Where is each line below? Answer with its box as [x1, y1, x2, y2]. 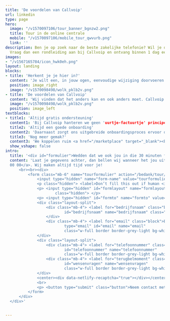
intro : [5, 149, 19, 154]
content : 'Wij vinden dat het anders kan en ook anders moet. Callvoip [10, 97, 164, 102]
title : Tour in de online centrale [10, 31, 85, 36]
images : [5, 54, 22, 60]
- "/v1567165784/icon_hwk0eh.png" [5, 59, 78, 64]
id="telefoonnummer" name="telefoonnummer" [64, 247, 157, 252]
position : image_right [10, 82, 58, 87]
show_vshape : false [10, 144, 51, 149]
